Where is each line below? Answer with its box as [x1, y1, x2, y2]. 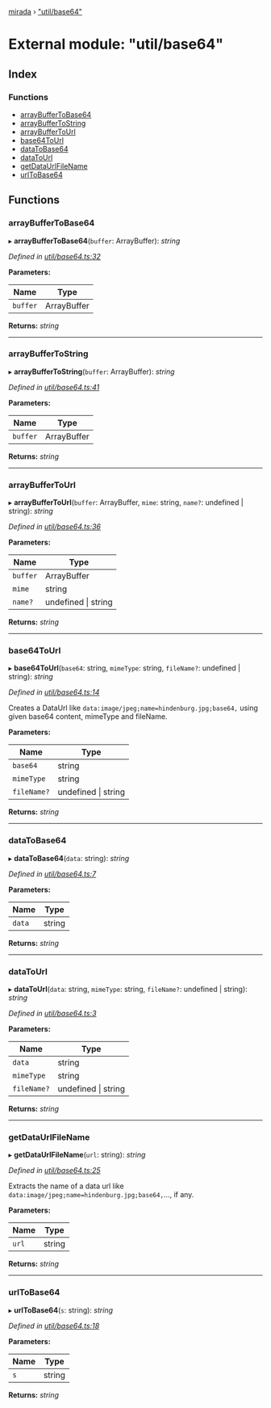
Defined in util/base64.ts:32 [8, 251, 101, 261]
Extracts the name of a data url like [8, 1181, 124, 1191]
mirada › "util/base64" [8, 7, 83, 16]
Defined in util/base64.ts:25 [8, 1166, 101, 1175]
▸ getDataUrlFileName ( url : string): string [8, 1150, 146, 1160]
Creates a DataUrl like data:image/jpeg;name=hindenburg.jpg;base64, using [8, 703, 258, 713]
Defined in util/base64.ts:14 [8, 687, 100, 697]
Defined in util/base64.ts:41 [8, 382, 100, 392]
